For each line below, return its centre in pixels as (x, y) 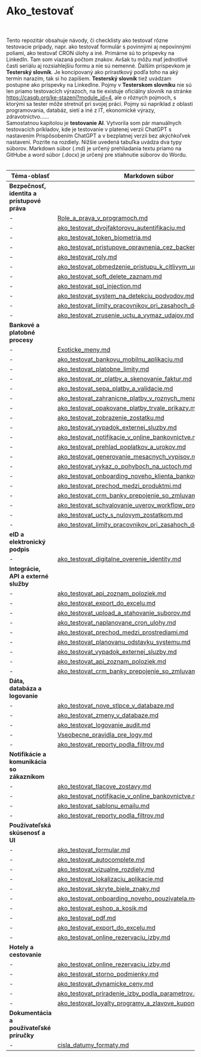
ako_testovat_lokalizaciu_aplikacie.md (110, 879)
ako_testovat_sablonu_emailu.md (103, 806)
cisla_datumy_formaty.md (93, 1045)
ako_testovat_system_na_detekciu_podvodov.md (126, 296)
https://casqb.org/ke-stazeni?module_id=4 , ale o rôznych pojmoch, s (91, 98)
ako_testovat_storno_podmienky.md (108, 974)
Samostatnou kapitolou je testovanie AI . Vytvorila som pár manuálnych (94, 123)
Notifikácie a (28, 754)
